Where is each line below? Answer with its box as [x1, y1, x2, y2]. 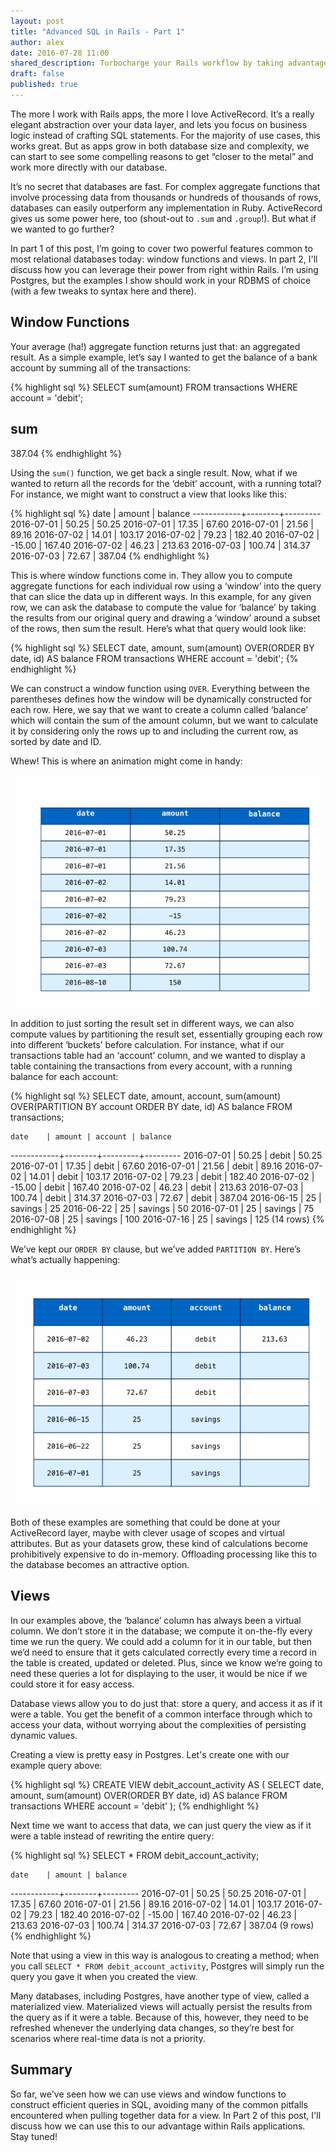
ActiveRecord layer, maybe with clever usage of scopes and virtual [10, 1527, 285, 1539]
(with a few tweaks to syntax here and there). [10, 285, 197, 297]
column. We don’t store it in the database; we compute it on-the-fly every [10, 1625, 313, 1637]
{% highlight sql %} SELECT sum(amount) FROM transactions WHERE [10, 381, 298, 393]
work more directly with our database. [10, 161, 168, 173]
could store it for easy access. [10, 1678, 135, 1690]
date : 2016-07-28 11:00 [10, 48, 110, 58]
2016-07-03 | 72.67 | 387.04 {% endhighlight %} [10, 550, 210, 562]
